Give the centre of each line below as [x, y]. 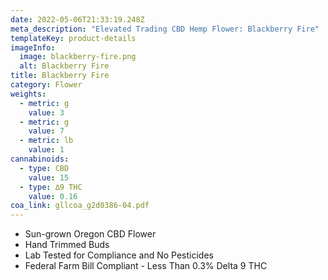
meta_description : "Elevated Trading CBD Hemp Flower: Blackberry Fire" [165, 29]
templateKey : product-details [73, 38]
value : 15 [49, 177]
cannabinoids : [40, 159]
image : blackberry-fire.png [78, 57]
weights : [28, 94]
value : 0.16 [53, 196]
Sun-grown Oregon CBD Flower [90, 234]
